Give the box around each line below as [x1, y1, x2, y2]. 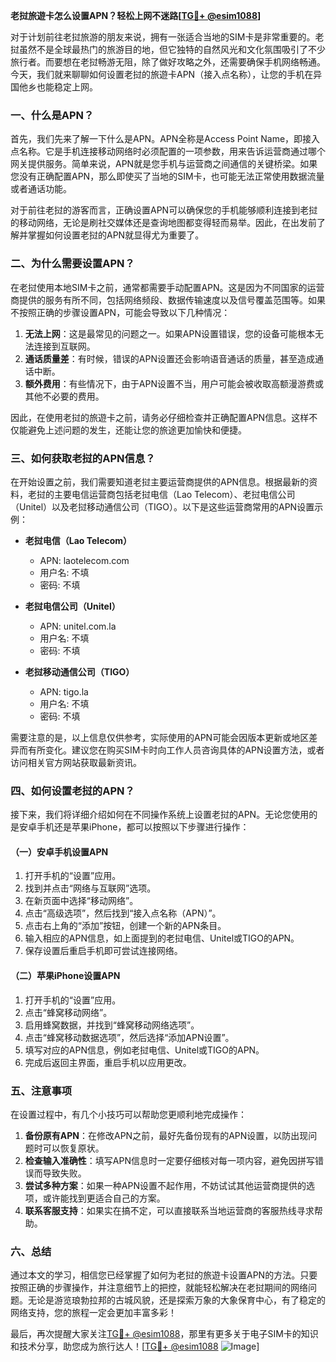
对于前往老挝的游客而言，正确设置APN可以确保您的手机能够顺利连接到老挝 [10, 204, 318, 216]
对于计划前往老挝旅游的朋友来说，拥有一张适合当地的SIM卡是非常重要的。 [10, 31, 316, 43]
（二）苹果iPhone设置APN [10, 969, 121, 981]
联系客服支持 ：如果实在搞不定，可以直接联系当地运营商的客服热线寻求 [24, 1204, 315, 1216]
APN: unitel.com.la [39, 620, 117, 632]
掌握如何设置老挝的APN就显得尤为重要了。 [27, 229, 205, 241]
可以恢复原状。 [42, 1142, 105, 1154]
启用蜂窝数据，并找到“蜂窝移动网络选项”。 [24, 1019, 200, 1031]
